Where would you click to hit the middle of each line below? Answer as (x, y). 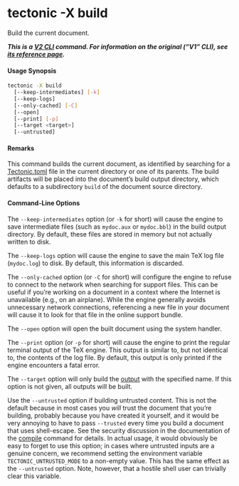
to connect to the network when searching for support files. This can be (113, 284)
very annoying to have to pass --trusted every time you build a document (116, 423)
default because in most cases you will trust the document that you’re (110, 408)
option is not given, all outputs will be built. (70, 386)
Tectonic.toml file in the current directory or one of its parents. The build (113, 172)
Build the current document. (48, 33)
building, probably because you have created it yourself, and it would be (113, 415)
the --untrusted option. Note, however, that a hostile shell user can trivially (117, 468)
